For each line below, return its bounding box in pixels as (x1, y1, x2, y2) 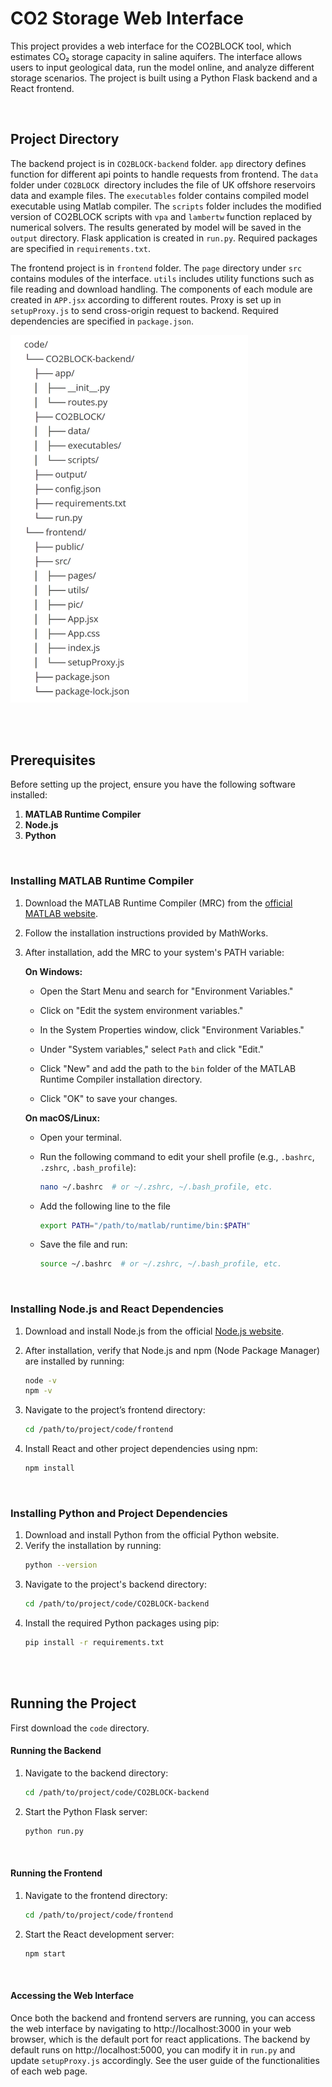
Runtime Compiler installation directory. (39, 1073, 203, 1085)
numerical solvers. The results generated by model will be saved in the (10, 221, 302, 233)
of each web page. (10, 2065, 88, 2077)
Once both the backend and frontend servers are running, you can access (10, 2012, 316, 2024)
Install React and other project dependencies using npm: (24, 1443, 258, 1455)
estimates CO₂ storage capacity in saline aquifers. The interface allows (10, 50, 303, 62)
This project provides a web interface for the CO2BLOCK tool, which (10, 40, 292, 52)
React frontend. (10, 82, 75, 94)
